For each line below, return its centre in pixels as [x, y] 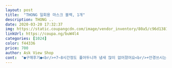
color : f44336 [20, 43]
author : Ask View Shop [29, 53]
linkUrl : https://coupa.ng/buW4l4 [42, 34]
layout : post [19, 10]
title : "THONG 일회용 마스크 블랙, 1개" [45, 15]
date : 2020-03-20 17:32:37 [34, 24]
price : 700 [17, 48]
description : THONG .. [29, 19]
